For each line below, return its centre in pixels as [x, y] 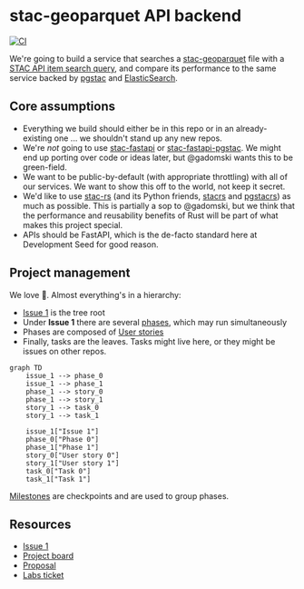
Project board [48, 556]
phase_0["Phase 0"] [63, 439]
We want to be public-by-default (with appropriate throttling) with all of [155, 176]
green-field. [45, 167]
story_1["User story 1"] [73, 463]
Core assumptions [63, 107]
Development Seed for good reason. [90, 244]
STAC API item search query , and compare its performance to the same [143, 68]
